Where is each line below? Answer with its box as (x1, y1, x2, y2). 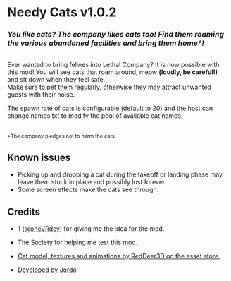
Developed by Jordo (17, 265, 77, 274)
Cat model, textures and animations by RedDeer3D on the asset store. (17, 252, 220, 261)
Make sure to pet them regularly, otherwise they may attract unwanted (7, 83, 211, 91)
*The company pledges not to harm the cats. (7, 132, 116, 140)
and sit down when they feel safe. (7, 75, 106, 83)
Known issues (7, 151, 71, 163)
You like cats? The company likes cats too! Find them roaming (7, 30, 224, 40)
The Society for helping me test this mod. (17, 238, 138, 247)
